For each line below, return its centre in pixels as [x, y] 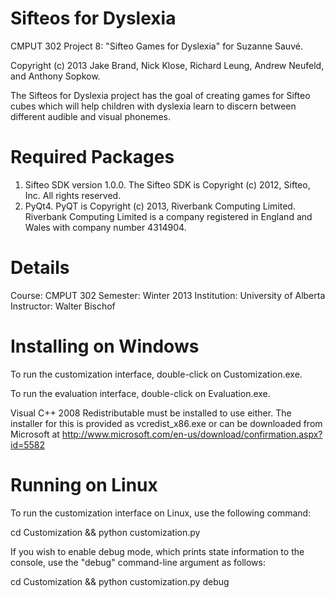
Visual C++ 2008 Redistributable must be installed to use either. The [151, 413]
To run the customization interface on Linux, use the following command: [161, 513]
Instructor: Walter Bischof [63, 306]
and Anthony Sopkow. [55, 76]
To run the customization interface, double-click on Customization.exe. [156, 374]
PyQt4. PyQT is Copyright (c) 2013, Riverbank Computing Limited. [160, 206]
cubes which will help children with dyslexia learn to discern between [153, 106]
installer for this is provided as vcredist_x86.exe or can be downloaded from [166, 423]
